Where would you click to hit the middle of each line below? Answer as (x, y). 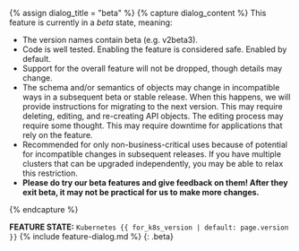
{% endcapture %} (44, 209)
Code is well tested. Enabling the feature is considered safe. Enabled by (154, 49)
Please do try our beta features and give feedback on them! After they (155, 182)
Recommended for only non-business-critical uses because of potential (155, 144)
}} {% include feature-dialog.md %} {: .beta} (92, 236)
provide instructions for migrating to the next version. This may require (153, 106)
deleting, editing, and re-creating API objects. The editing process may (153, 116)
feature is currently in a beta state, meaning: (91, 22)
